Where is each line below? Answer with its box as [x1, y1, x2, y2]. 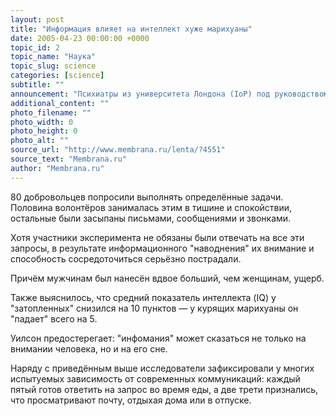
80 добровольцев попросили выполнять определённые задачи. [10, 191, 284, 203]
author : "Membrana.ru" [10, 163, 105, 173]
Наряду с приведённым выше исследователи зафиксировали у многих [10, 362, 315, 374]
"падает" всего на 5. [10, 312, 98, 325]
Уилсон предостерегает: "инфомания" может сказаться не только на [10, 332, 307, 344]
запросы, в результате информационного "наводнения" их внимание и [10, 242, 315, 254]
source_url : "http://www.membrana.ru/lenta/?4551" [10, 145, 226, 155]
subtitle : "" [10, 80, 65, 90]
